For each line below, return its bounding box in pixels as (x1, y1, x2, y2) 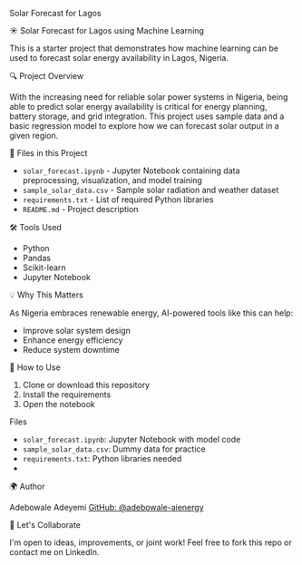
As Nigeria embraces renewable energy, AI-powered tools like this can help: (9, 307, 294, 318)
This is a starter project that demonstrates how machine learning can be (9, 43, 279, 54)
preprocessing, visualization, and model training (22, 175, 202, 185)
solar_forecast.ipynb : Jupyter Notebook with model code (22, 434, 241, 444)
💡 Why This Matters (9, 289, 83, 300)
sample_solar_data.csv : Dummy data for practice (22, 443, 206, 454)
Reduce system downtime (22, 345, 121, 355)
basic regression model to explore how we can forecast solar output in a (9, 121, 279, 131)
